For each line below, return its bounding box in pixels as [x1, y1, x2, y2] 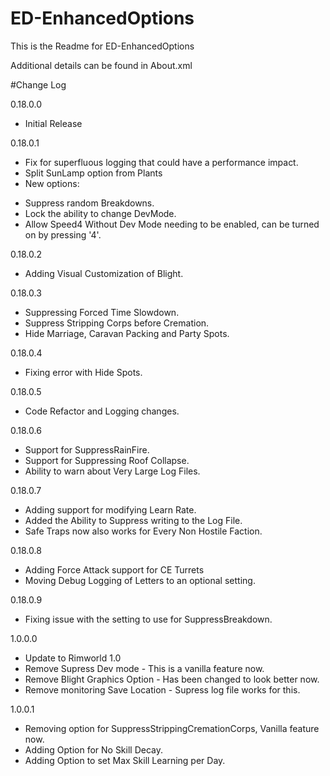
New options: [24, 177, 80, 189]
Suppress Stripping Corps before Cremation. [24, 317, 210, 329]
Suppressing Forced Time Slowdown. [24, 306, 180, 318]
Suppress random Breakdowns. [24, 197, 155, 209]
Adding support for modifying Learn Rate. [24, 503, 197, 516]
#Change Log [10, 78, 67, 91]
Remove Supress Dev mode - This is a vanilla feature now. [24, 662, 265, 674]
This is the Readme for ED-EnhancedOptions [10, 40, 195, 52]
